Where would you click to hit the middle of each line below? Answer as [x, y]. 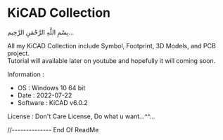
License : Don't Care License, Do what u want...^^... [81, 116]
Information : [26, 74]
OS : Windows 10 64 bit [51, 87]
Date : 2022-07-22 [45, 95]
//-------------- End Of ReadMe [53, 129]
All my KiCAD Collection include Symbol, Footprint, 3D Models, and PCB [111, 45]
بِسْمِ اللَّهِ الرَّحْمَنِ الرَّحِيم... [41, 32]
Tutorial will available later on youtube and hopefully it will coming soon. [111, 60]
